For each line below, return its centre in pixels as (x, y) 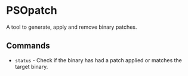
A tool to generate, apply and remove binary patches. (72, 27)
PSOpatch (32, 10)
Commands (28, 46)
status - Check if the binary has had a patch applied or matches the (98, 60)
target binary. (31, 66)
